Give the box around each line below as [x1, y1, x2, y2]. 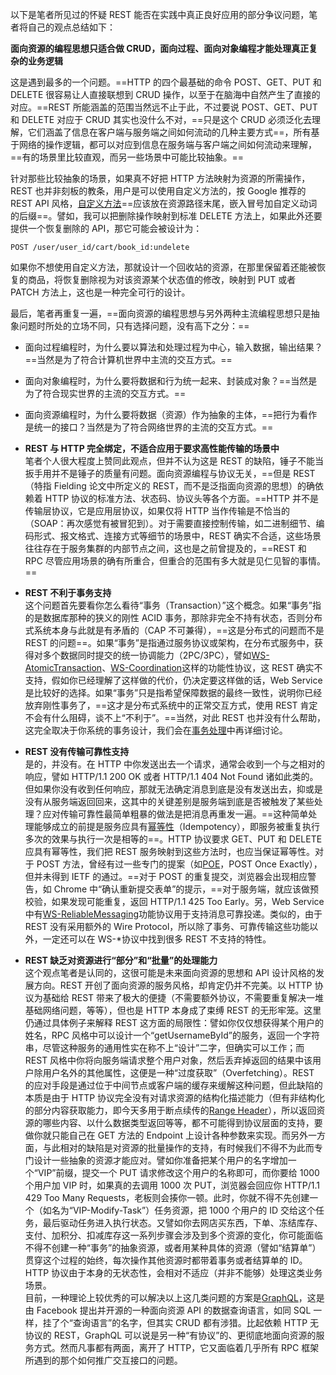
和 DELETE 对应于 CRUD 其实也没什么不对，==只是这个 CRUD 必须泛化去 [10, 114, 312, 125]
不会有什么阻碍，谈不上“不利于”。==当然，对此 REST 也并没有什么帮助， [24, 712, 326, 723]
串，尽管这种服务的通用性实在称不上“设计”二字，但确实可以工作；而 [24, 1042, 305, 1053]
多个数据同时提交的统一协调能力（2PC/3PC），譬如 [42, 649, 252, 661]
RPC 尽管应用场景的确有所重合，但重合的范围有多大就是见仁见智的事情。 [24, 555, 326, 567]
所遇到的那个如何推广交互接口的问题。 [24, 1354, 183, 1366]
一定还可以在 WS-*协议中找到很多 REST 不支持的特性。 [42, 933, 272, 945]
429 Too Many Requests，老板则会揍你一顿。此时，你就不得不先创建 [24, 1192, 310, 1203]
